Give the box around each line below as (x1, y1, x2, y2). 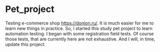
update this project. (5, 41, 46, 47)
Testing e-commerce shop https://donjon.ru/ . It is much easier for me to (5, 20, 154, 26)
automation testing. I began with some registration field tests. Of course (5, 30, 154, 36)
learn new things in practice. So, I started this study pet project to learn (5, 25, 152, 31)
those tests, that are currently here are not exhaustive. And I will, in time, (5, 36, 155, 42)
